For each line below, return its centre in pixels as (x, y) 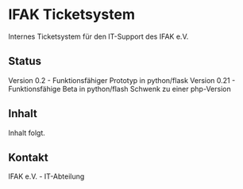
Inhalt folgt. (27, 133)
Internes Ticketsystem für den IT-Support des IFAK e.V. (98, 36)
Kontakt (29, 157)
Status (25, 61)
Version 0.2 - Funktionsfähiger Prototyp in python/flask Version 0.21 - (122, 80)
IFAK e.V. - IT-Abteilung (46, 176)
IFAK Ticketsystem (71, 15)
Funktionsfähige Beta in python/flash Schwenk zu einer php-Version (120, 89)
